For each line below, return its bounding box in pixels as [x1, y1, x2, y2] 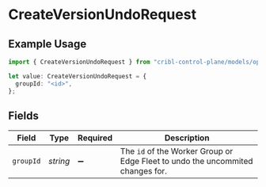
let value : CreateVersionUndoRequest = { [8, 72, 147, 80]
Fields [8, 109, 40, 122]
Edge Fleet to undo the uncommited [120, 156, 253, 167]
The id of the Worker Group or [120, 146, 234, 157]
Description [164, 132, 210, 143]
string [48, 156, 70, 167]
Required [78, 132, 113, 143]
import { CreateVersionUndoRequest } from [8, 58, 150, 66]
